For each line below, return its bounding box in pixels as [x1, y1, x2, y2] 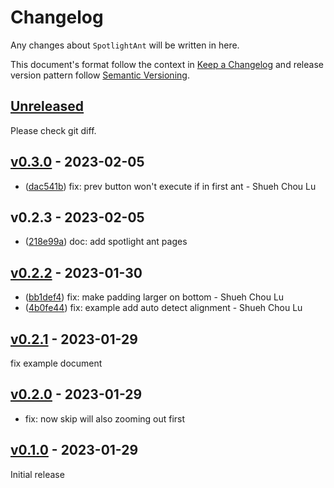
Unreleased [10, 98, 85, 115]
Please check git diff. [10, 124, 97, 136]
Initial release [10, 468, 65, 480]
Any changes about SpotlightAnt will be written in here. [10, 39, 240, 51]
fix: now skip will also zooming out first [24, 412, 186, 425]
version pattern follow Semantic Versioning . [10, 69, 190, 81]
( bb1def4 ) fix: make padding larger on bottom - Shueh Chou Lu [24, 291, 285, 303]
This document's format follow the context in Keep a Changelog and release [10, 58, 324, 70]
